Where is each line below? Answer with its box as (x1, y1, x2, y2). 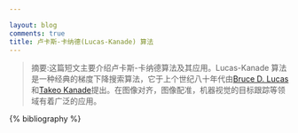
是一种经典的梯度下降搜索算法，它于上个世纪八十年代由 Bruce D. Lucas (30, 74, 289, 84)
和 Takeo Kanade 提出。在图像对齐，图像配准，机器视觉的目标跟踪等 (30, 85, 278, 96)
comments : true (9, 28, 66, 38)
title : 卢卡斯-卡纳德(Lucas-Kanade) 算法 (9, 37, 153, 46)
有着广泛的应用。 (38, 96, 102, 106)
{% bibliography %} (9, 113, 82, 124)
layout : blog (9, 20, 58, 29)
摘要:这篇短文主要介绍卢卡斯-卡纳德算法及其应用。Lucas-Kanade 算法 (30, 63, 287, 74)
